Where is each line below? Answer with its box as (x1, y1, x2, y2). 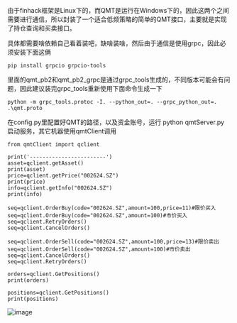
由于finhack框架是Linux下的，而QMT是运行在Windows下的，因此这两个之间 (7, 6, 229, 14)
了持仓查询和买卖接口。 (7, 24, 76, 32)
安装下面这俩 (13, 48, 51, 56)
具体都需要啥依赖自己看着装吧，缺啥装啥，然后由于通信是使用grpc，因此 (7, 39, 220, 48)
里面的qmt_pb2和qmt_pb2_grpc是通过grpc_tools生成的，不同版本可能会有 (7, 75, 224, 84)
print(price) (7, 178, 46, 185)
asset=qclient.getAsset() (7, 160, 84, 167)
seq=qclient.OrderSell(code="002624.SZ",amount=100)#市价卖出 (7, 246, 191, 253)
